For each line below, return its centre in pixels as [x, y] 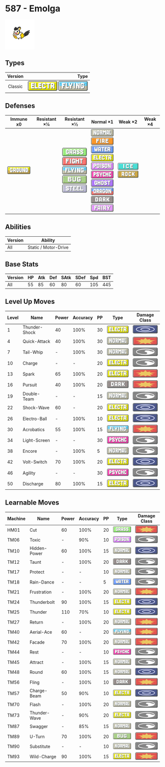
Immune [19, 119]
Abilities [18, 227]
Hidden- [38, 548]
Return [36, 622]
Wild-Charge [43, 756]
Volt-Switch [35, 462]
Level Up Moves [30, 302]
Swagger [39, 727]
